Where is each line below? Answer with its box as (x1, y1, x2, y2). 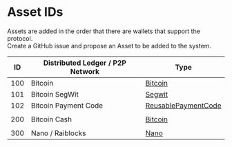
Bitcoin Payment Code (30, 101, 104, 110)
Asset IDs (7, 4, 64, 20)
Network (70, 66, 100, 76)
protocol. (7, 34, 33, 42)
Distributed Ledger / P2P (43, 58, 126, 68)
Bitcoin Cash (30, 115, 72, 124)
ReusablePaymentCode (145, 101, 222, 110)
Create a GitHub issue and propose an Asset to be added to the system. (7, 41, 212, 50)
